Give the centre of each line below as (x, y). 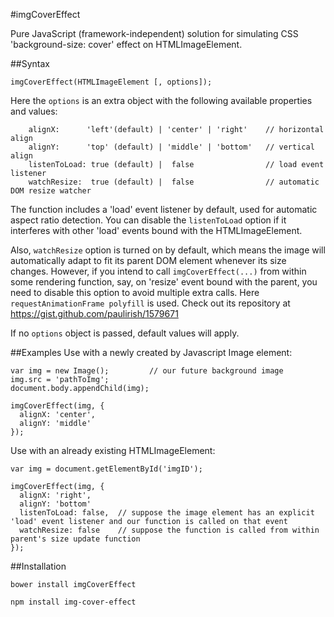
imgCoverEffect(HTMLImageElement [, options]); (111, 82)
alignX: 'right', (55, 495)
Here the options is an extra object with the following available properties (161, 100)
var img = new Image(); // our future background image (147, 371)
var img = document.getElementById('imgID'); (106, 469)
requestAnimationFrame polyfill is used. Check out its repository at (150, 303)
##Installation (38, 566)
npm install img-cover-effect (73, 602)
